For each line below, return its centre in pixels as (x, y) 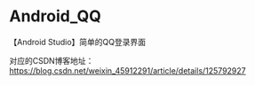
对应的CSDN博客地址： (52, 60)
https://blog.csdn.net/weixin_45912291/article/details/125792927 (127, 70)
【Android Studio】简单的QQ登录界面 (78, 42)
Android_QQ (56, 16)
